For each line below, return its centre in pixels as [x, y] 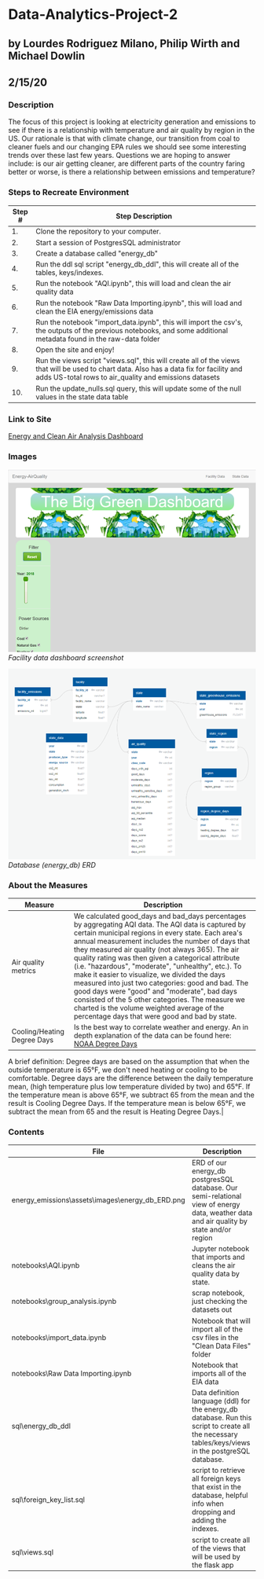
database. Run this [222, 1418]
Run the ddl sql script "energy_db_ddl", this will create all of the [137, 264]
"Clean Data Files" [222, 1346]
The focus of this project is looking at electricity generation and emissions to [132, 122]
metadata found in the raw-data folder [97, 339]
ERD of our [209, 1162]
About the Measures [48, 885]
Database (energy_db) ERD [52, 865]
